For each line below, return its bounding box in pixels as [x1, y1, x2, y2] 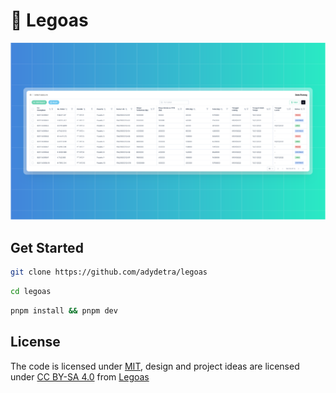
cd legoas [10, 287, 52, 297]
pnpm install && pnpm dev [10, 306, 118, 316]
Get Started [10, 239, 84, 256]
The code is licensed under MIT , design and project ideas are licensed [10, 360, 300, 372]
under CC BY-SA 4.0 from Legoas [10, 370, 150, 383]
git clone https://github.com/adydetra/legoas [10, 267, 208, 278]
